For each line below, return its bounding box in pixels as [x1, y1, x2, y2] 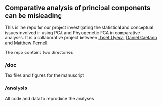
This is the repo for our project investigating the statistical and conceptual [5, 24, 154, 30]
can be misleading [5, 12, 62, 20]
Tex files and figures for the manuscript [5, 72, 84, 78]
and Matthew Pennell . [5, 40, 49, 46]
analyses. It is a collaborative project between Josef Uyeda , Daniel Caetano [5, 35, 157, 40]
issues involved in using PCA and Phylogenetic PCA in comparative [5, 29, 140, 35]
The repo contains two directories [5, 49, 73, 55]
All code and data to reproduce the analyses [5, 96, 94, 102]
